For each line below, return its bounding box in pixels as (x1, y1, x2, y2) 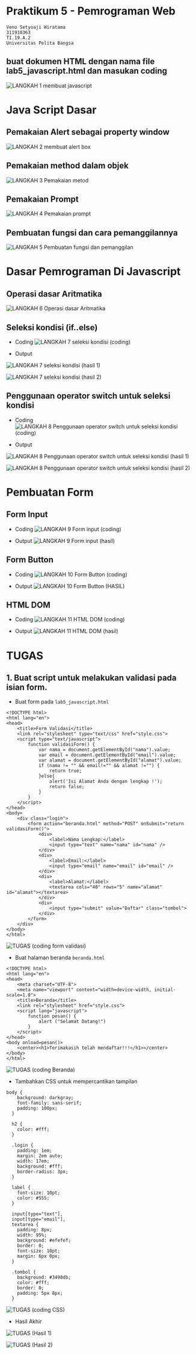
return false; (49, 784, 85, 790)
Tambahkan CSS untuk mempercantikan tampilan (14, 1078, 138, 1085)
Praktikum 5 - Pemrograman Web (6, 4, 176, 18)
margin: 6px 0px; (17, 1253, 61, 1260)
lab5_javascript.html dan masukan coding (6, 66, 167, 76)
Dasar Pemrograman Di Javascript (6, 265, 181, 278)
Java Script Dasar (6, 103, 97, 117)
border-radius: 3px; (17, 1169, 69, 1175)
